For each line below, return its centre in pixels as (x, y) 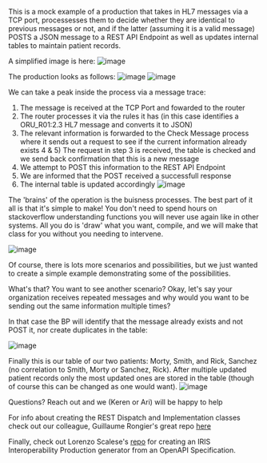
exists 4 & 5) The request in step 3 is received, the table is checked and (137, 150)
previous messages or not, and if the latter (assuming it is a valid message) (132, 28)
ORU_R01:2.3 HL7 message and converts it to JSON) (106, 125)
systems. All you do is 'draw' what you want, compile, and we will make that (133, 225)
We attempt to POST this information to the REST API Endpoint (123, 167)
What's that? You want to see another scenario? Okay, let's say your (121, 289)
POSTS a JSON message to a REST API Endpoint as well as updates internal (133, 37)
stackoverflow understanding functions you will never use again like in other (134, 217)
